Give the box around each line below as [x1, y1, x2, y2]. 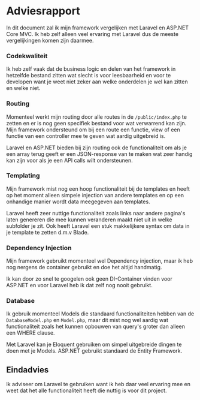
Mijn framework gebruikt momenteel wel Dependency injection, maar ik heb [6, 257, 193, 264]
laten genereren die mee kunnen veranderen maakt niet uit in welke [6, 216, 172, 223]
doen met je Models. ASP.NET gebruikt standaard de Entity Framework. [6, 347, 183, 354]
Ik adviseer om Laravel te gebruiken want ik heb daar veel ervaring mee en [6, 381, 190, 388]
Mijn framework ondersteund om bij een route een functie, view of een [6, 126, 181, 133]
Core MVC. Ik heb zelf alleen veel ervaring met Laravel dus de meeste [6, 30, 178, 37]
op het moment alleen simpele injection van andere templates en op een [6, 191, 184, 199]
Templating [6, 172, 40, 180]
